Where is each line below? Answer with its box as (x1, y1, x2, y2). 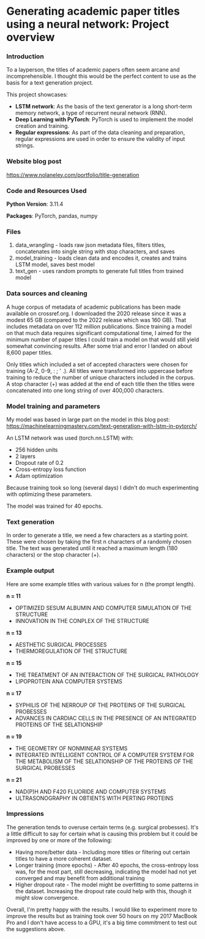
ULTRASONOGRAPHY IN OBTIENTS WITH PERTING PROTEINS (15, 794, 174, 802)
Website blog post (6, 157, 62, 166)
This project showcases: (6, 91, 69, 99)
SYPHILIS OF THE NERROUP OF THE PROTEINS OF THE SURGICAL (15, 701, 186, 709)
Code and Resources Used (6, 186, 87, 195)
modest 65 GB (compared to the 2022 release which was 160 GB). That (6, 316, 187, 323)
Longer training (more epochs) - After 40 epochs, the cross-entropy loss (15, 861, 199, 869)
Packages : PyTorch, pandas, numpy (6, 213, 98, 220)
